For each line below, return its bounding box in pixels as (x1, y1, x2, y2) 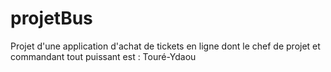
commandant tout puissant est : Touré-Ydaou (10, 50, 197, 62)
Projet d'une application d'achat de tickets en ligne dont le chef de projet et (10, 40, 321, 52)
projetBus (10, 7, 93, 30)
